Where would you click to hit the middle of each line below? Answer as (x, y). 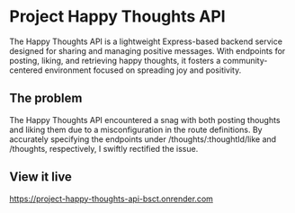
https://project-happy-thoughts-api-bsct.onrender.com (112, 199)
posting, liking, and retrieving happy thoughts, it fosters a (115, 60)
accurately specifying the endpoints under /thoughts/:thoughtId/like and (143, 139)
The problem (46, 98)
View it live (40, 177)
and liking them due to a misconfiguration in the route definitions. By (136, 129)
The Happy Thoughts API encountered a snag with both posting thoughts (145, 120)
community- (245, 60)
